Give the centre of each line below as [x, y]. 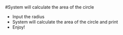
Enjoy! [19, 27]
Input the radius [28, 17]
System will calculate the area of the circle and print [65, 22]
